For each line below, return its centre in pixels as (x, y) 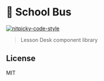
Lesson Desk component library (59, 40)
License (21, 59)
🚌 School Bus (39, 12)
